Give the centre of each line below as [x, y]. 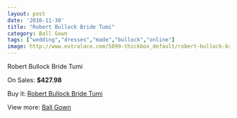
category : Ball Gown [38, 33]
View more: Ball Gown [39, 107]
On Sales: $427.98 [35, 80]
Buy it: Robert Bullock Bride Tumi [55, 93]
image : [17, 46]
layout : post [26, 14]
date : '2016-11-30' [36, 20]
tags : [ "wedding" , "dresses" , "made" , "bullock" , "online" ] [91, 40]
